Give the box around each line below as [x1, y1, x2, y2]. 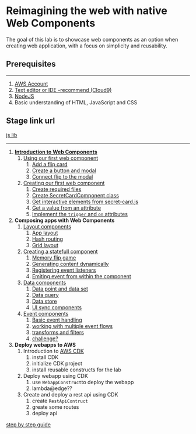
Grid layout [32, 241, 59, 248]
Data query [32, 291, 60, 298]
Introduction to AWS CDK [23, 347, 85, 354]
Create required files [32, 186, 82, 193]
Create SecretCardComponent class [32, 192, 120, 199]
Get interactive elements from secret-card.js [32, 198, 139, 205]
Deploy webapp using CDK [23, 372, 89, 379]
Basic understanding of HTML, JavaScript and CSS [14, 98, 138, 106]
